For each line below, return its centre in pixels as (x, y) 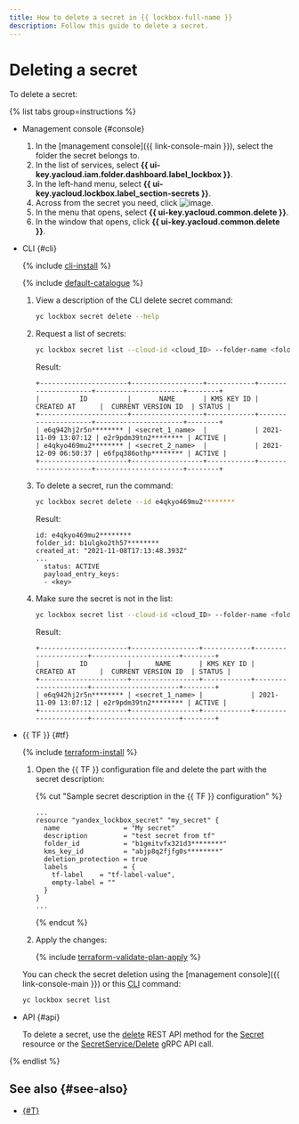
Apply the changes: (71, 940)
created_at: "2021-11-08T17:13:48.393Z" (111, 551)
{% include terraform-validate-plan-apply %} (118, 957)
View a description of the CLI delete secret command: (134, 300)
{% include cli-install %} (66, 266)
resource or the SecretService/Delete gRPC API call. (117, 1044)
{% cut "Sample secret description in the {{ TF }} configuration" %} (159, 796)
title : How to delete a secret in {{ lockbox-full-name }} (121, 17)
